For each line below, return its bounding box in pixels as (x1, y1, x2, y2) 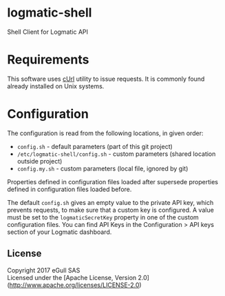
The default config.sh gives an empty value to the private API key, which (7, 198, 214, 206)
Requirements (7, 52, 89, 68)
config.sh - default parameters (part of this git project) (17, 142, 173, 150)
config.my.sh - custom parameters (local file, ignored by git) (17, 164, 189, 172)
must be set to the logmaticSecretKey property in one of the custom (7, 213, 200, 221)
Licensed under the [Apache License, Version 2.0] (7, 273, 150, 282)
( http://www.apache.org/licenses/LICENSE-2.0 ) (7, 281, 142, 289)
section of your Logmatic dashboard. (7, 228, 112, 236)
